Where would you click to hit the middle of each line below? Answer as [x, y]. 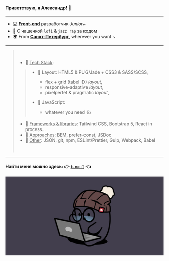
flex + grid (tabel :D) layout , [73, 82]
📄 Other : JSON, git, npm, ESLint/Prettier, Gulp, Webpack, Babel [90, 140]
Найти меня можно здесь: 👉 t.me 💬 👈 [48, 166]
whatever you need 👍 [68, 112]
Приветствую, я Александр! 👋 [38, 8]
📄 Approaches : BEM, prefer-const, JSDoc [68, 135]
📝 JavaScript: [51, 102]
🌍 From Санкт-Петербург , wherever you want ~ [64, 37]
